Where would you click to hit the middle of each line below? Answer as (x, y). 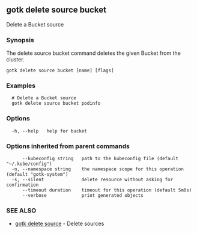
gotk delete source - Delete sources (59, 224)
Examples (21, 85)
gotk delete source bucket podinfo (56, 104)
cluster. (16, 60)
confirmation (23, 185)
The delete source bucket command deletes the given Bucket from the (94, 53)
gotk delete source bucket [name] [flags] (60, 71)
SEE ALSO (21, 210)
